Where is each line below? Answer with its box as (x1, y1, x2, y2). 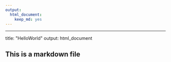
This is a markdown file (5, 50, 80, 58)
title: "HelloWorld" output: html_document (5, 35, 93, 41)
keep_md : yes (14, 17, 42, 22)
